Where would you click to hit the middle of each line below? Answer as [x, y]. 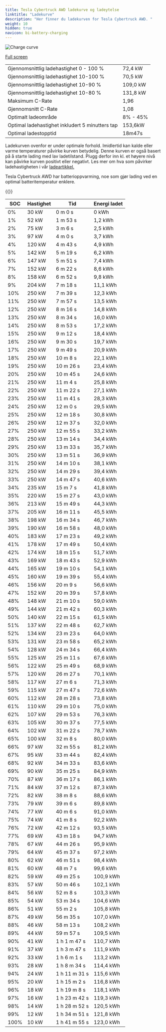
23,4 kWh [105, 366]
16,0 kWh [105, 317]
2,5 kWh [103, 228]
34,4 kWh [105, 439]
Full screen [16, 57]
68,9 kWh [105, 666]
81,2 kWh [105, 747]
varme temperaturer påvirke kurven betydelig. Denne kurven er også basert [83, 151]
